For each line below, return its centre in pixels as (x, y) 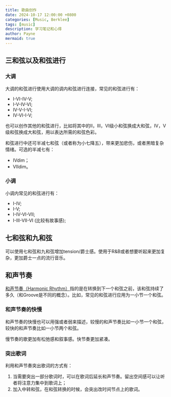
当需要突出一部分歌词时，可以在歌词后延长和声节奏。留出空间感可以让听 (89, 377)
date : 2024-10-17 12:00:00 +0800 (41, 15)
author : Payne (20, 34)
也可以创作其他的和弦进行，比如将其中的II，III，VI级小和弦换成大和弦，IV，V (86, 125)
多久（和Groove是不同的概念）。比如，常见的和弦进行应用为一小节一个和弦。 (86, 295)
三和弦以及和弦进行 (35, 61)
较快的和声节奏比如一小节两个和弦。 (43, 328)
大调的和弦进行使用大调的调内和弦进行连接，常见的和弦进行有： (72, 89)
